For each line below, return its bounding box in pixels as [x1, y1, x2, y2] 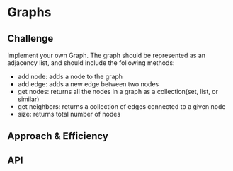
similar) [17, 95, 40, 103]
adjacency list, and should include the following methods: [7, 59, 175, 67]
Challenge [7, 33, 54, 45]
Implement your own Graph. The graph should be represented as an [7, 51, 206, 59]
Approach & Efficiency [7, 130, 108, 142]
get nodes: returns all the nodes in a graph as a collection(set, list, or [17, 88, 218, 95]
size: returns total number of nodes [17, 110, 121, 118]
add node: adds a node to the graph [17, 72, 123, 81]
